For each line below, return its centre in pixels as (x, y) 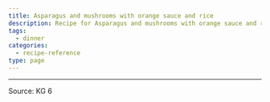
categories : (28, 46)
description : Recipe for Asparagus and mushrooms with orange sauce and (133, 23)
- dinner (30, 38)
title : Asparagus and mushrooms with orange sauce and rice (111, 16)
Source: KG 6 (30, 91)
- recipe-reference (48, 53)
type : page (27, 61)
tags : (17, 31)
